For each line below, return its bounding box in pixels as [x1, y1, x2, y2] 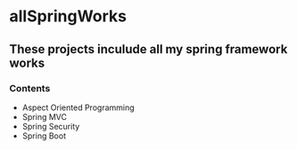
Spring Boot [21, 130, 67, 141]
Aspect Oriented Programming [21, 102, 136, 113]
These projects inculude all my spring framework [9, 42, 288, 57]
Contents [9, 82, 51, 94]
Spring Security [21, 121, 80, 131]
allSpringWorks [9, 6, 128, 27]
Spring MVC [21, 111, 68, 122]
